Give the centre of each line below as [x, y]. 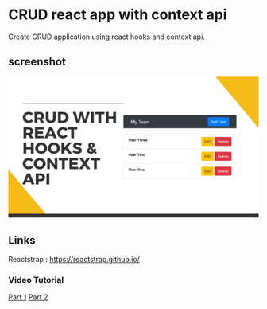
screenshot [37, 62]
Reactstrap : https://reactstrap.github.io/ [74, 260]
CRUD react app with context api [118, 15]
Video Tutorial [36, 280]
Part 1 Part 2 [28, 297]
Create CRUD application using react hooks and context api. [106, 37]
